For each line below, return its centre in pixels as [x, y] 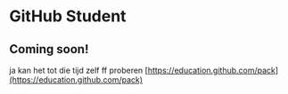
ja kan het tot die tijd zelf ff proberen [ [79, 70]
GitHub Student [68, 16]
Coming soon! [49, 49]
